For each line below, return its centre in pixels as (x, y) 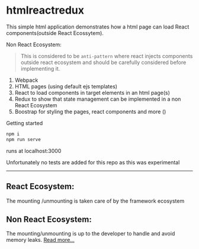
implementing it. (40, 68)
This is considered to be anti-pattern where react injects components (107, 56)
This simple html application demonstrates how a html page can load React (98, 27)
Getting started (25, 123)
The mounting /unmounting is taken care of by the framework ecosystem (95, 201)
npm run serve (24, 139)
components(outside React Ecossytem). (55, 33)
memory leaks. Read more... (41, 240)
